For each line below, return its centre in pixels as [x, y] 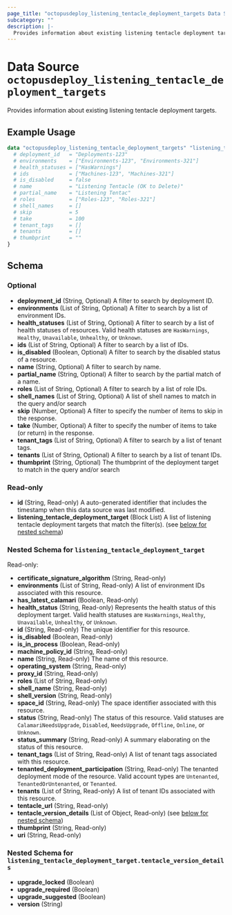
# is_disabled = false [52, 180]
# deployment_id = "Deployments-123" [71, 154]
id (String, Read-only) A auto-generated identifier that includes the [112, 502]
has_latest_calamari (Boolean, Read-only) [78, 600]
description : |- [30, 26]
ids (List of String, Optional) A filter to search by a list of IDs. [103, 345]
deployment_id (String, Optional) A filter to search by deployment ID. [115, 301]
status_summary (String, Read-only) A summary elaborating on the [114, 739]
